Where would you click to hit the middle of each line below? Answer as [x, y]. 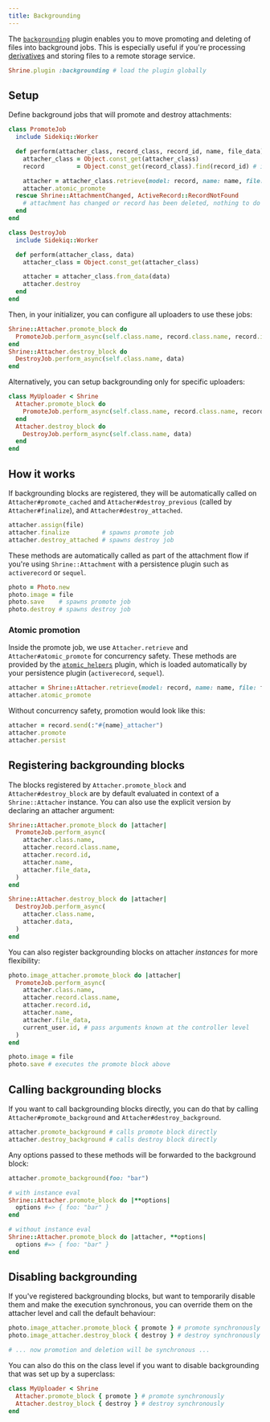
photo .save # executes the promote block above [90, 1064]
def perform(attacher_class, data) [75, 255]
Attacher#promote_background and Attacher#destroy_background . [115, 1118]
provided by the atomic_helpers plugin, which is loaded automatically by [128, 664]
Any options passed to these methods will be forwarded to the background [132, 1154]
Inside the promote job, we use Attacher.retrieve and [98, 648]
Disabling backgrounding [73, 1277]
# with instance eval [45, 1193]
